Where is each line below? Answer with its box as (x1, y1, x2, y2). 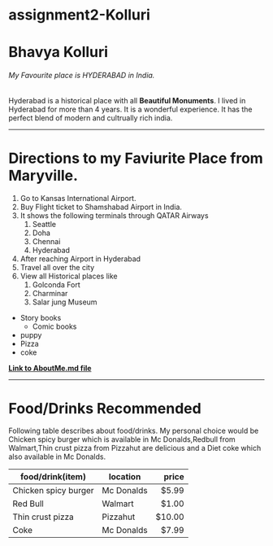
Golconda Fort (32, 279, 81, 290)
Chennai (32, 236, 61, 246)
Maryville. (8, 166, 79, 185)
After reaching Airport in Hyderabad (19, 254, 141, 264)
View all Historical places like (19, 271, 118, 281)
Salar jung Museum (32, 297, 97, 307)
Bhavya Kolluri (8, 43, 108, 62)
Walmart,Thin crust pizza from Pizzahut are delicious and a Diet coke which (8, 443, 262, 453)
